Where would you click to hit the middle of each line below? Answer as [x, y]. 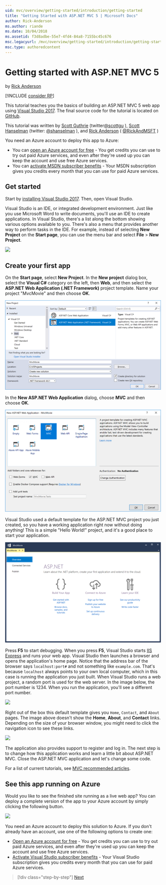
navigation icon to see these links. [40, 728]
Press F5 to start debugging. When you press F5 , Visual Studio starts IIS [79, 651]
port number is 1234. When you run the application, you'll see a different [79, 687]
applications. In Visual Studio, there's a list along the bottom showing [75, 219]
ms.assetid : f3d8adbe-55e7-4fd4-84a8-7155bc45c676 [58, 37]
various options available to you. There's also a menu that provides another [82, 224]
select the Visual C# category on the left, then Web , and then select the [78, 283]
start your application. [27, 536]
